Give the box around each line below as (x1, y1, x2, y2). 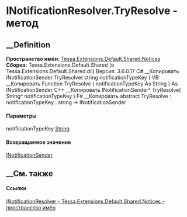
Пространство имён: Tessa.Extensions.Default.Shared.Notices (6, 56, 161, 62)
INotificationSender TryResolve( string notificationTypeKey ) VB (6, 74, 159, 81)
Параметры (6, 112, 37, 119)
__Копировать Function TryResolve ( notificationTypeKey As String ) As (6, 80, 178, 87)
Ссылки (6, 185, 27, 192)
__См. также (6, 168, 54, 178)
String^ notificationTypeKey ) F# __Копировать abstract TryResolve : (6, 92, 171, 99)
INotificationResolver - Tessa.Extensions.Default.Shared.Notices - (6, 198, 165, 205)
